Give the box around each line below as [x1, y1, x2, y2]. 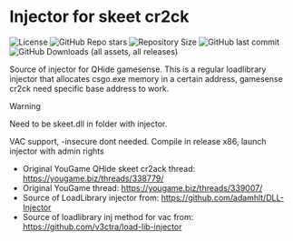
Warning [9, 100, 41, 111]
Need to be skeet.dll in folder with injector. [9, 118, 168, 129]
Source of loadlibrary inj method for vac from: [22, 211, 194, 222]
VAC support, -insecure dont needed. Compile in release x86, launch [9, 136, 267, 146]
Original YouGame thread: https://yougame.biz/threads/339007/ [22, 182, 263, 193]
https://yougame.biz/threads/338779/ [22, 173, 164, 184]
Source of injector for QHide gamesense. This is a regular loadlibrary [9, 64, 267, 75]
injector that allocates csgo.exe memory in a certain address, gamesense [9, 73, 283, 84]
